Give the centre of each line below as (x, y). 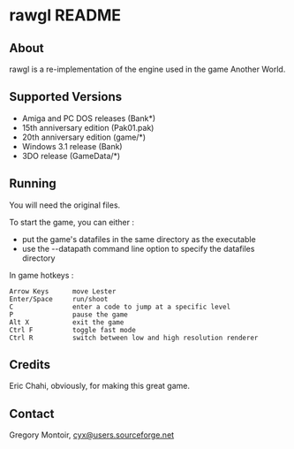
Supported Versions (65, 97)
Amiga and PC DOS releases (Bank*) (89, 118)
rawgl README (65, 15)
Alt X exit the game (67, 322)
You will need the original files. (65, 205)
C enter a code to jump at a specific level (120, 307)
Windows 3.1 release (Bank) (72, 146)
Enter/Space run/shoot (59, 299)
